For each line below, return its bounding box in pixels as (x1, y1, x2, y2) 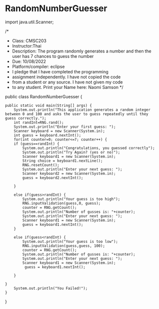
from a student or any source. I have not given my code (12, 79, 123, 85)
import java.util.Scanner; (5, 19, 54, 25)
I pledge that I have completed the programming (12, 69, 109, 74)
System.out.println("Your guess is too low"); (22, 239, 118, 244)
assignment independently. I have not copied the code (12, 74, 121, 80)
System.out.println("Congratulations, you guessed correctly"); (22, 145, 155, 151)
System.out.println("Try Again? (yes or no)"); (22, 150, 120, 154)
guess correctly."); (5, 116, 47, 120)
